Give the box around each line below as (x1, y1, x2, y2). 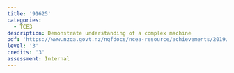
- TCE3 (13, 23, 33, 30)
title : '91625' (7, 10, 52, 17)
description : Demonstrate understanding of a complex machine (7, 29, 192, 37)
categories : (7, 17, 42, 24)
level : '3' (7, 42, 39, 49)
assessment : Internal (7, 56, 70, 63)
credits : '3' (7, 49, 45, 56)
